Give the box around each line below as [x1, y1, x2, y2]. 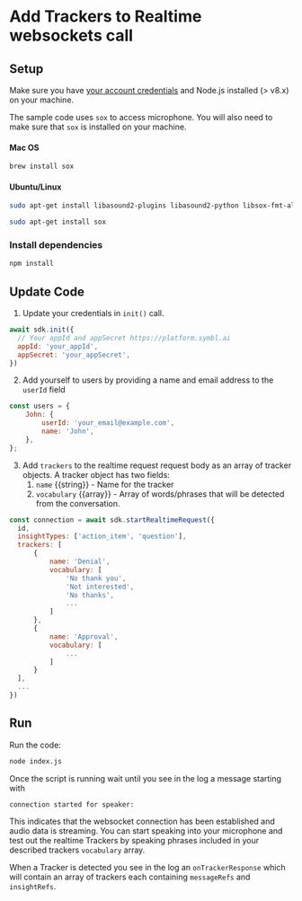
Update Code [9, 284, 85, 299]
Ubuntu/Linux [9, 181, 62, 192]
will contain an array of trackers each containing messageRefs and [9, 871, 251, 882]
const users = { [9, 402, 70, 411]
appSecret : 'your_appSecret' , [17, 350, 130, 359]
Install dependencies [9, 238, 103, 251]
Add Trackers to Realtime [9, 6, 202, 27]
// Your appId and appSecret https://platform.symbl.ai [17, 333, 231, 342]
